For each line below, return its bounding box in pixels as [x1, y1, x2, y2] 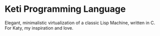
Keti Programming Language [4, 3, 126, 15]
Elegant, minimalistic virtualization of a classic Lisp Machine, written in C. [4, 20, 155, 26]
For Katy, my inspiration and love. [4, 25, 73, 31]
